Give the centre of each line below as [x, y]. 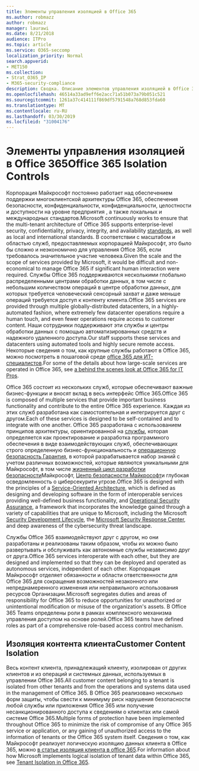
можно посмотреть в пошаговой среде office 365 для [75, 357]
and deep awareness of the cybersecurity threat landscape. [79, 526]
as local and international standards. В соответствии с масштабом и [91, 237]
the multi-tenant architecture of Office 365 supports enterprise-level [90, 224]
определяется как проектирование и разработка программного [88, 438]
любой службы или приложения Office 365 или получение [80, 705]
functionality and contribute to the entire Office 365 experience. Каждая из [98, 406]
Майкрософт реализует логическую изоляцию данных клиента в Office [97, 743]
